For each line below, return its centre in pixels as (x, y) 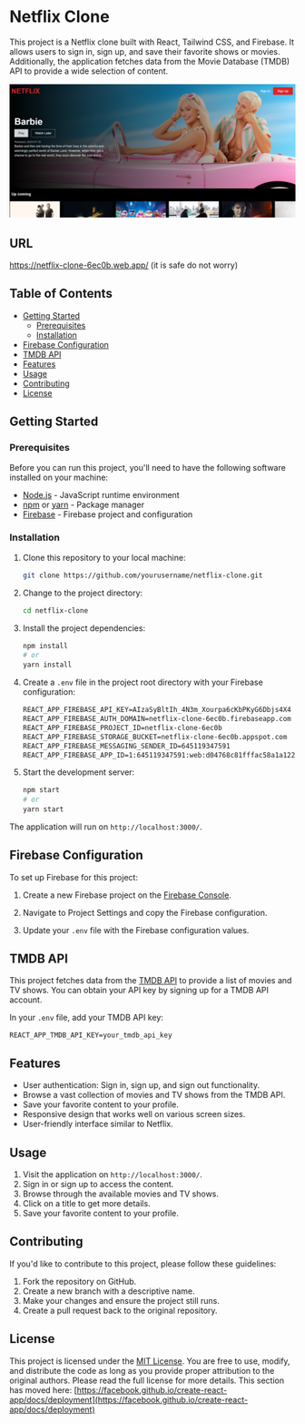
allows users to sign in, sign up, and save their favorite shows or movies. (145, 51)
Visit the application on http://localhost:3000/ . (112, 1175)
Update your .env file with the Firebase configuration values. (136, 930)
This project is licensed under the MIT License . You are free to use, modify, (150, 1361)
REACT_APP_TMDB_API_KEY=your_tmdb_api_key (91, 1035)
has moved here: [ (43, 1389)
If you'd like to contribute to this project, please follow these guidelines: (143, 1264)
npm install (45, 646)
